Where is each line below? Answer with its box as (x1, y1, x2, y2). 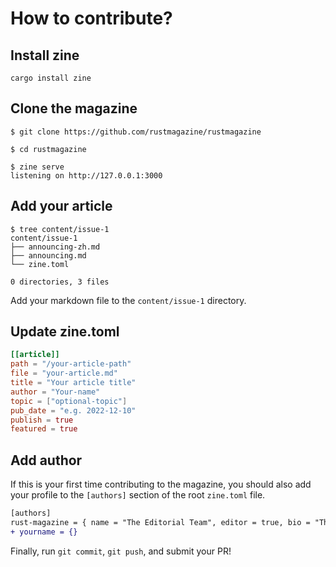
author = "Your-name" (10, 387, 101, 397)
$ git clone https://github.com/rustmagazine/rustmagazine (10, 127, 262, 137)
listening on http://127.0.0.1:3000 (10, 170, 163, 181)
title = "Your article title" (10, 378, 137, 388)
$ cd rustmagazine (10, 144, 87, 154)
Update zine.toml (10, 323, 120, 341)
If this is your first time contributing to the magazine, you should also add (10, 478, 312, 491)
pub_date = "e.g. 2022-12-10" (10, 405, 137, 416)
